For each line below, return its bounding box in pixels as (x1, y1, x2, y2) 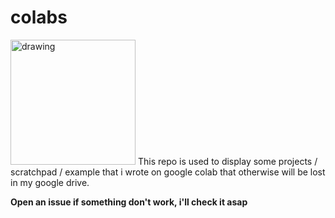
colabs (10, 6, 68, 29)
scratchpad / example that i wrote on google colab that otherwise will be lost (10, 166, 326, 178)
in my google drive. (10, 176, 90, 188)
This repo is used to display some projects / (137, 155, 318, 167)
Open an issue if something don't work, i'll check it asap (10, 196, 248, 208)
